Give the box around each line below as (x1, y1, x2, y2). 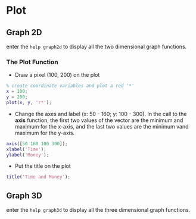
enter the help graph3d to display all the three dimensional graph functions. (6, 207, 191, 214)
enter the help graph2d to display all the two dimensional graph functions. (6, 43, 187, 50)
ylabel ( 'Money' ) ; (6, 152, 49, 158)
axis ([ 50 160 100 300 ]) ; (6, 140, 68, 146)
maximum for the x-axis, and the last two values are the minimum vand (14, 123, 189, 130)
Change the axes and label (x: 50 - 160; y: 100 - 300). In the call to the (14, 110, 187, 117)
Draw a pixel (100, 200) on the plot (14, 71, 100, 79)
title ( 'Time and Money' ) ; (6, 174, 70, 180)
